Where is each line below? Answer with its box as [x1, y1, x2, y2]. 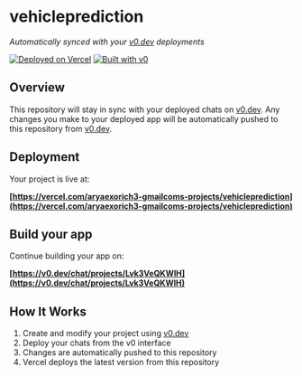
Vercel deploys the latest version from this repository [22, 357, 220, 368]
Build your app [9, 226, 93, 241]
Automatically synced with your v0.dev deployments [9, 36, 205, 47]
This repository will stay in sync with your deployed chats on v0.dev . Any [9, 104, 280, 115]
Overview [9, 80, 66, 96]
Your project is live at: [9, 174, 90, 184]
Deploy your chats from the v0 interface [22, 337, 171, 349]
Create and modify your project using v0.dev [22, 328, 189, 339]
